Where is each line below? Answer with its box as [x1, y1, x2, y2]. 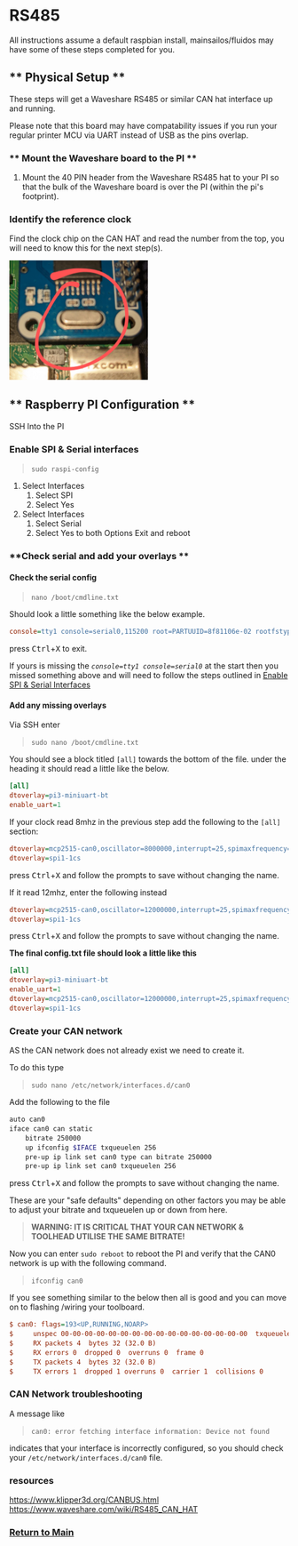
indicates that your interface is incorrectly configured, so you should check [9, 1442, 284, 1454]
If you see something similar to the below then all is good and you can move [9, 1293, 286, 1303]
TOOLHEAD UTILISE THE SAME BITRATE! [30, 1231, 185, 1242]
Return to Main [9, 1526, 74, 1539]
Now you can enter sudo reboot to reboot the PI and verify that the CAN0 [9, 1248, 277, 1259]
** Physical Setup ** [9, 70, 126, 85]
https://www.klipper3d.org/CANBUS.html [9, 1494, 160, 1505]
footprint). [21, 191, 59, 202]
